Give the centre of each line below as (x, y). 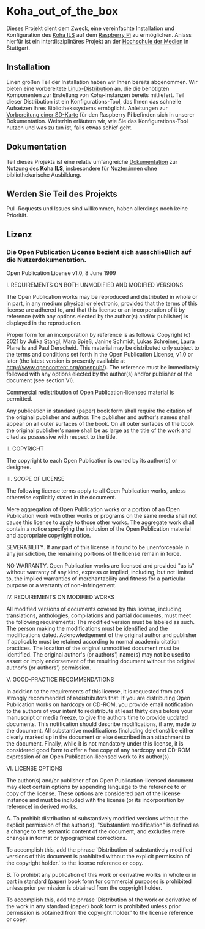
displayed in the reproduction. (44, 323)
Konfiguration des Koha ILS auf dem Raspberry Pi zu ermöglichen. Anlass (99, 34)
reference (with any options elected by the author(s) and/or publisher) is (97, 317)
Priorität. (17, 215)
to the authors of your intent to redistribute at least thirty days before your (99, 711)
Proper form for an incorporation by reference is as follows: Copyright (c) (99, 335)
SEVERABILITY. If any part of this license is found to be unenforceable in (98, 547)
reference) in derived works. (42, 807)
